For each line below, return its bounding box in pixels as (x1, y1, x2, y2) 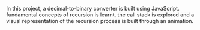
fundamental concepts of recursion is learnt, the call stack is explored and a (6, 11, 195, 18)
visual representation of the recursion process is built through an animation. (6, 18, 194, 24)
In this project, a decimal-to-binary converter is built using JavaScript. (6, 5, 180, 12)
